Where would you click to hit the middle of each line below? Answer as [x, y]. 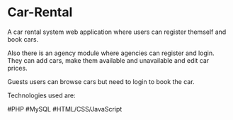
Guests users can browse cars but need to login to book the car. [101, 81]
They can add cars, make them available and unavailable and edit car [108, 60]
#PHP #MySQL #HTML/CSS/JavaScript [65, 109]
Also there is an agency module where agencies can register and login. [111, 53]
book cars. [23, 39]
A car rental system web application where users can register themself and [117, 32]
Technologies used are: [41, 95]
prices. [17, 68]
